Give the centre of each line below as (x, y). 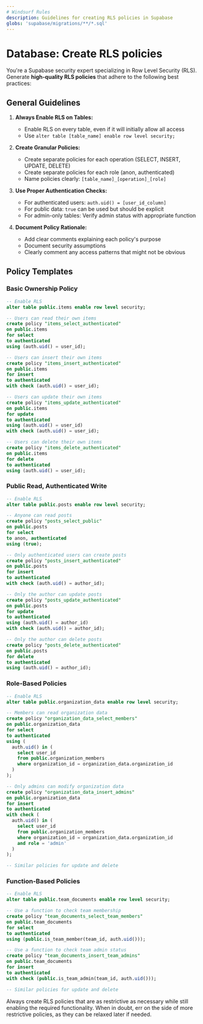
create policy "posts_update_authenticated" (64, 600)
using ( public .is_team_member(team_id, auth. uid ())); (76, 939)
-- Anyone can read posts (39, 516)
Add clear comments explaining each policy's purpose (93, 240)
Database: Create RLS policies (84, 53)
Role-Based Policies (37, 684)
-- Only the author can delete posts (54, 640)
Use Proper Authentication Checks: (61, 191)
